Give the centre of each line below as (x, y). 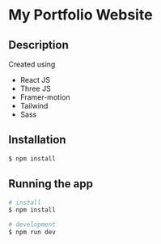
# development (32, 225)
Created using (32, 64)
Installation (37, 140)
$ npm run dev (32, 233)
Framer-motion (45, 97)
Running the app (51, 184)
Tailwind (34, 106)
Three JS (35, 88)
